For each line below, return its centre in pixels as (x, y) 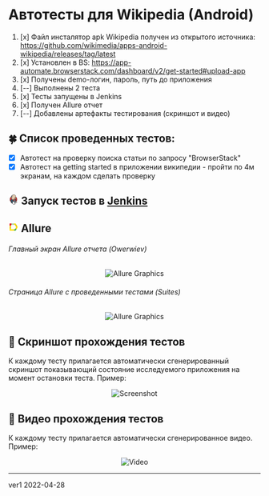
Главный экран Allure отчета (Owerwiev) (78, 249)
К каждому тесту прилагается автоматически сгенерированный (119, 361)
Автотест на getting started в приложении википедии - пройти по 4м (137, 166)
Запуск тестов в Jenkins (84, 201)
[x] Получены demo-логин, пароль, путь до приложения (116, 79)
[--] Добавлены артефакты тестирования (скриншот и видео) (125, 113)
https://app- (112, 62)
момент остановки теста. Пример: (67, 378)
